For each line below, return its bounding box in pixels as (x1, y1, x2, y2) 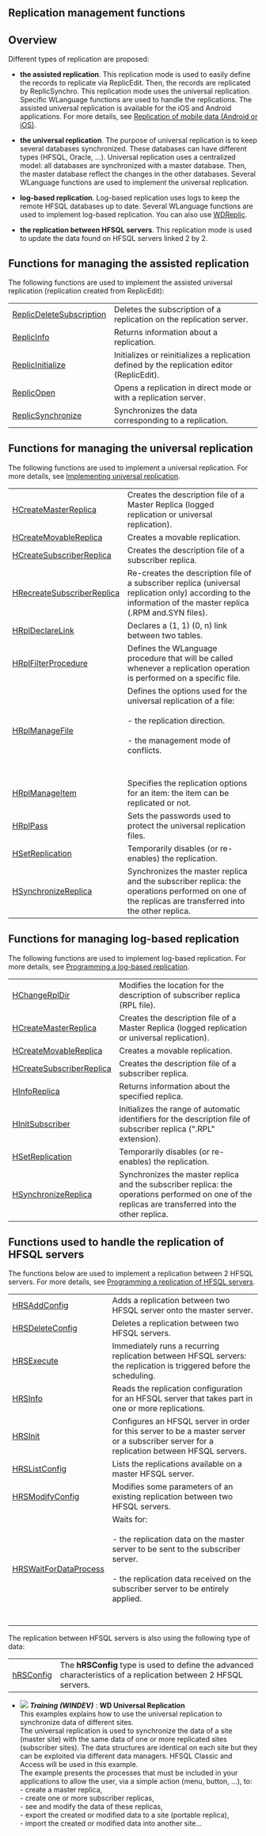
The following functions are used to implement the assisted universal (8, 277, 234, 288)
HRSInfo (12, 1393, 44, 1404)
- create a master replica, (19, 1785, 103, 1795)
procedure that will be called (127, 652, 234, 664)
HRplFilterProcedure (12, 657, 89, 668)
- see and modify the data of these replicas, (19, 1802, 163, 1811)
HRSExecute (12, 1356, 59, 1367)
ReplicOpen (12, 388, 55, 399)
